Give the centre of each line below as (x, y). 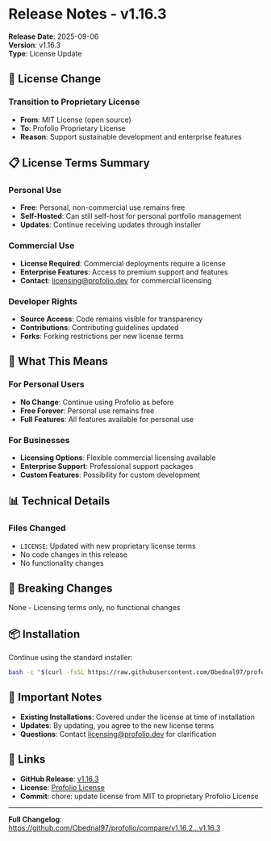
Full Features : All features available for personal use (107, 419)
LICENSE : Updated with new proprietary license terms (108, 546)
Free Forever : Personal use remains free (87, 410)
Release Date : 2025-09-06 (54, 36)
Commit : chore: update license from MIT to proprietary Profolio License (139, 796)
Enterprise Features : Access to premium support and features (124, 272)
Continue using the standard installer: (71, 658)
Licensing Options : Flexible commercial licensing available (118, 458)
